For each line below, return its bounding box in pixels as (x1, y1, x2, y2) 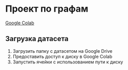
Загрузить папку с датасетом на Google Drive (12, 48, 113, 54)
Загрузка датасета (5, 34, 69, 43)
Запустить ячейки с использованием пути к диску (12, 59, 123, 65)
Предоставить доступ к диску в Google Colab (12, 53, 113, 59)
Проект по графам (5, 3, 89, 15)
